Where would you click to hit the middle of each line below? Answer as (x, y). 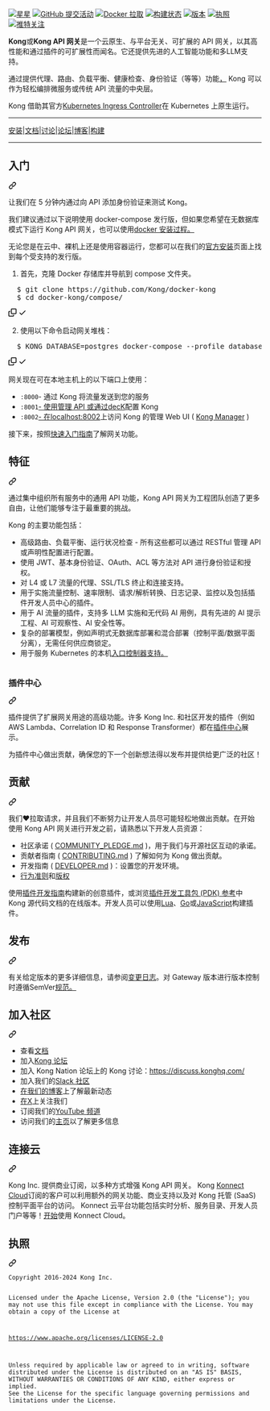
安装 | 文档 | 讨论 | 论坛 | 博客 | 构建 (57, 130)
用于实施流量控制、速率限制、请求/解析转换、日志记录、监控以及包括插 (137, 592)
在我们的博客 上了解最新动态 (66, 1091)
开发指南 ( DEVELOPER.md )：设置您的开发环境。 (101, 865)
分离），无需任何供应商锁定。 (67, 643)
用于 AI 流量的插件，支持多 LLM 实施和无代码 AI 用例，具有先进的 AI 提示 (140, 612)
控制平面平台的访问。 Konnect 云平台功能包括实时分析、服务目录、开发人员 (133, 1205)
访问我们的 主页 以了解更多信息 (69, 1122)
